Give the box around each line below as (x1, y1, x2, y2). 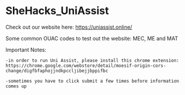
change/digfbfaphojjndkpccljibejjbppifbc (5, 67, 109, 74)
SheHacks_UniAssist (5, 4, 109, 18)
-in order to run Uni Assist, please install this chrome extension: (5, 57, 180, 63)
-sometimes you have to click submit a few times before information (5, 78, 180, 84)
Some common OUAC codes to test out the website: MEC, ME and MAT (5, 35, 179, 42)
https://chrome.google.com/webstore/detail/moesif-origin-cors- (5, 63, 166, 69)
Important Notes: (5, 46, 46, 53)
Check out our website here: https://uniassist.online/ (5, 23, 133, 30)
